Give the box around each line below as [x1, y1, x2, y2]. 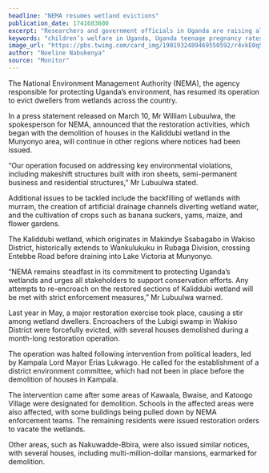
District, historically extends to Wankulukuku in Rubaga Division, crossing [8, 242, 251, 253]
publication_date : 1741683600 [8, 19, 110, 27]
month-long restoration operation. [8, 334, 120, 343]
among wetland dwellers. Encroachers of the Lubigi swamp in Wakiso [8, 316, 238, 325]
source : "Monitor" [8, 57, 70, 65]
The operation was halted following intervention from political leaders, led [8, 349, 251, 358]
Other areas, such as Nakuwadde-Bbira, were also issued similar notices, [8, 439, 250, 449]
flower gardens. [8, 218, 61, 228]
